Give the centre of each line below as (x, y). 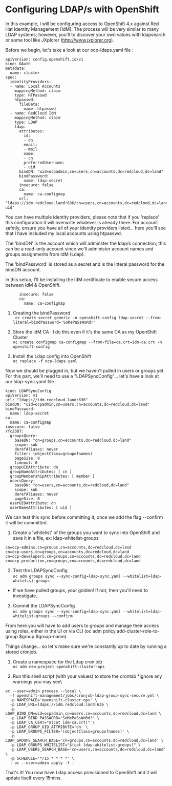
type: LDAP (26, 122)
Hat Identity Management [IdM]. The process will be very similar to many (82, 29)
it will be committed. (27, 522)
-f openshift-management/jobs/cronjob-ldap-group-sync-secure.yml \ (84, 695)
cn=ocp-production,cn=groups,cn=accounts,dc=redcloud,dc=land (73, 561)
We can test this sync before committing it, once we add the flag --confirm (84, 517)
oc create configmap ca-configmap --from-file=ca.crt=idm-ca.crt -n (87, 342)
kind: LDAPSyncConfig (28, 391)
